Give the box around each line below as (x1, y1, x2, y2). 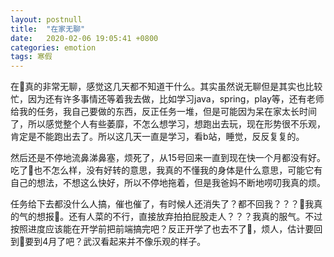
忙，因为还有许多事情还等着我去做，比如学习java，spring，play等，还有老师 (10, 93, 325, 105)
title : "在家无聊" (10, 24, 86, 34)
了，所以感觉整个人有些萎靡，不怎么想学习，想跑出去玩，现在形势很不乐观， (10, 118, 326, 130)
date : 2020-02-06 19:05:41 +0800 (10, 33, 159, 43)
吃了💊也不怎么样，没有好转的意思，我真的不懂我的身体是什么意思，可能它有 (10, 164, 323, 176)
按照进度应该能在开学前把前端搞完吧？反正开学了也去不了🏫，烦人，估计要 (10, 223, 315, 235)
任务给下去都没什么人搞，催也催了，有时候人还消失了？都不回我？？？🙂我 (10, 198, 315, 210)
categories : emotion (10, 42, 97, 53)
